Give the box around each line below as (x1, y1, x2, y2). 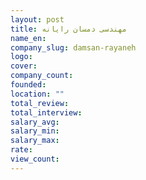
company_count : (10, 71, 74, 81)
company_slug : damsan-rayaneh (10, 42, 137, 53)
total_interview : (10, 107, 83, 118)
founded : (10, 80, 47, 90)
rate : (10, 145, 33, 155)
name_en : (10, 33, 47, 43)
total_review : (10, 98, 70, 108)
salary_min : (10, 126, 60, 136)
